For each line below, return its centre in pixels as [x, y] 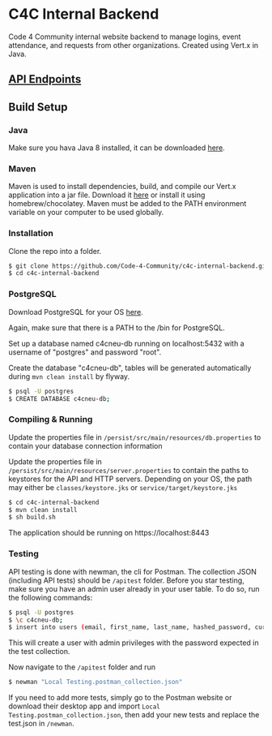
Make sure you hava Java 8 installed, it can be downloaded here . [117, 148]
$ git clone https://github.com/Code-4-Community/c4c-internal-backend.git [139, 266]
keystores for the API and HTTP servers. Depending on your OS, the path [130, 479]
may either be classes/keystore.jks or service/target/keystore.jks [123, 487]
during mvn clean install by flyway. [69, 376]
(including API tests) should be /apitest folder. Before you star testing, [126, 580]
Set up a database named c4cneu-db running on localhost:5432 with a [126, 343]
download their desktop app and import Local [84, 706]
